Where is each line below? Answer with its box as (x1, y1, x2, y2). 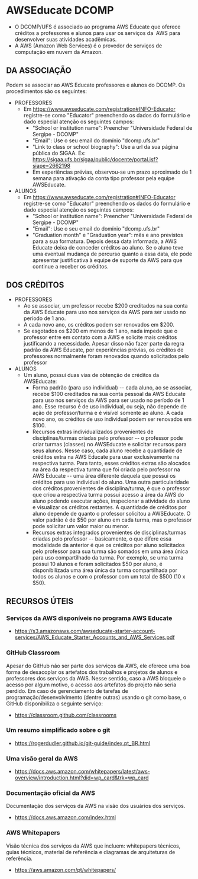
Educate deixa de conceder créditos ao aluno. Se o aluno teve (32, 244, 184, 251)
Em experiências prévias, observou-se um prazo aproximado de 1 (32, 168, 192, 175)
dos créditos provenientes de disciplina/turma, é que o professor (32, 484, 190, 492)
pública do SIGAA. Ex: (32, 149, 86, 156)
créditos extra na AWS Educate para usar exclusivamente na (32, 453, 180, 460)
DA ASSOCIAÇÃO (6, 66, 72, 76)
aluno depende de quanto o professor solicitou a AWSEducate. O (32, 510, 191, 517)
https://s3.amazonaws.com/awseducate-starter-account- (14, 628, 155, 635)
